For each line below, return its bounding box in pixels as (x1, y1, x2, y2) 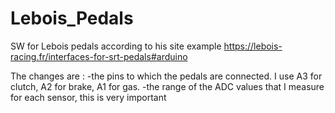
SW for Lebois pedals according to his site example (10, 40, 222, 52)
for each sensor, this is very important (10, 91, 167, 103)
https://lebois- (223, 40, 283, 52)
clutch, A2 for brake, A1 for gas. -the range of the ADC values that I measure (10, 80, 325, 92)
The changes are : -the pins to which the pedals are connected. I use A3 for (10, 70, 323, 82)
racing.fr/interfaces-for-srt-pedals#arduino (10, 50, 188, 62)
